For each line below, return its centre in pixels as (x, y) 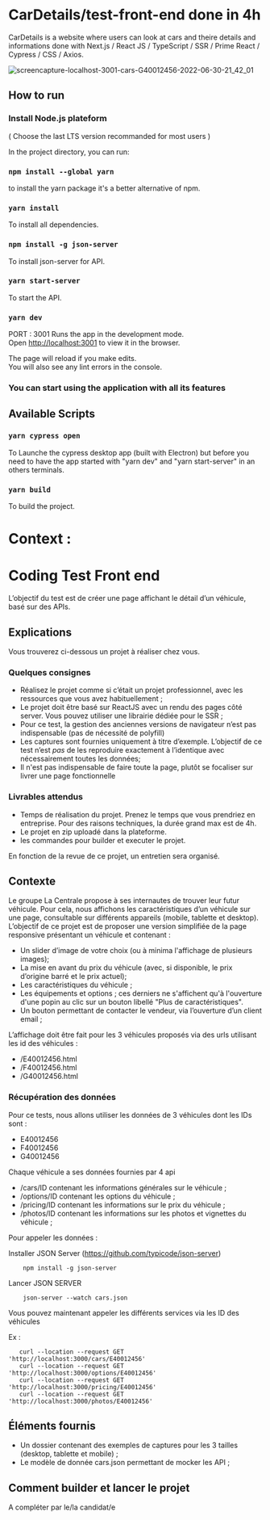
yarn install (34, 208)
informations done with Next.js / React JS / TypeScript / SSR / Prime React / (134, 45)
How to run (37, 96)
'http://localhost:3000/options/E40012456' (83, 1373)
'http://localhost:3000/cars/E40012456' (77, 1358)
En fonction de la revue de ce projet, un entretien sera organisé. (114, 856)
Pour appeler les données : (53, 1237)
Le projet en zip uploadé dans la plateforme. (93, 831)
